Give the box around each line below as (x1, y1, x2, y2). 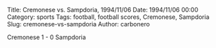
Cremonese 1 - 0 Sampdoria (7, 33, 87, 41)
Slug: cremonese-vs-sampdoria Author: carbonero (7, 20, 150, 28)
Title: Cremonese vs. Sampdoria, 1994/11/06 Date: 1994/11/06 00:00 (7, 6, 199, 14)
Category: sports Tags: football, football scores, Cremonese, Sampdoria (7, 13, 210, 21)
